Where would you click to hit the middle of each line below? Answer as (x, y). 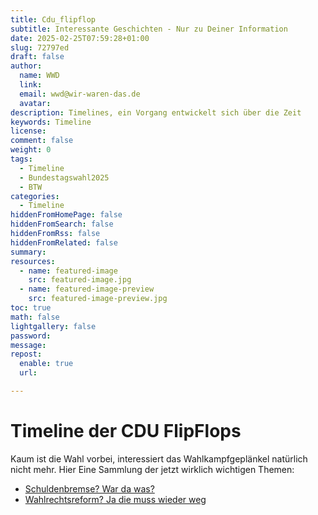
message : (28, 345)
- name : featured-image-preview (87, 289)
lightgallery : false (53, 326)
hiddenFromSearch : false (62, 224)
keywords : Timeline (51, 122)
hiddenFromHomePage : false (66, 215)
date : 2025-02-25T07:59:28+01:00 (80, 38)
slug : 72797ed (40, 47)
